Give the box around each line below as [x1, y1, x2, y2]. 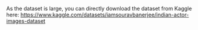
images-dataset [6, 18, 46, 24]
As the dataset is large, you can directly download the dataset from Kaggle [6, 5, 192, 12]
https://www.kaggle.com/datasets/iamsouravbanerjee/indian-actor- [20, 11, 189, 18]
